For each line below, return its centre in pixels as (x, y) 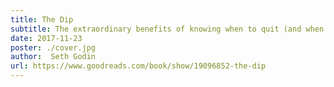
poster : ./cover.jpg (53, 47)
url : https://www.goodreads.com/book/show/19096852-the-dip (138, 66)
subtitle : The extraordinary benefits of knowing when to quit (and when (167, 29)
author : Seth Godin (53, 57)
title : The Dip (42, 19)
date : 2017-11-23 (46, 38)
